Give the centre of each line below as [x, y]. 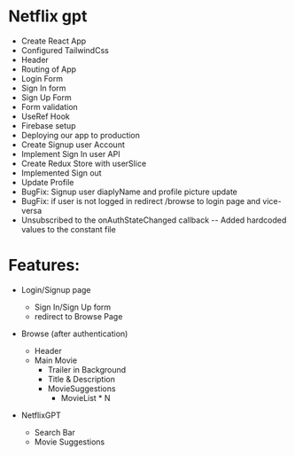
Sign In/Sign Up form [73, 307]
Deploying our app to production [81, 135]
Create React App [54, 41]
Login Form [42, 78]
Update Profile [47, 182]
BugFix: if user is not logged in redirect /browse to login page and [141, 200]
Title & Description [82, 379]
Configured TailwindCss [65, 50]
